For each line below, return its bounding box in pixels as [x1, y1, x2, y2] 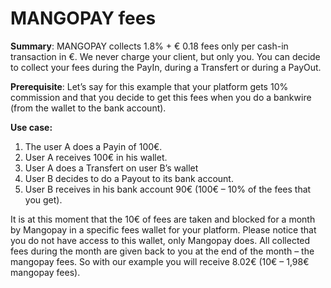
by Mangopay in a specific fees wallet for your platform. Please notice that [10, 223, 317, 236]
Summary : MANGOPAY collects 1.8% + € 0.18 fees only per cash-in [10, 40, 289, 52]
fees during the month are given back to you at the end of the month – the [10, 245, 315, 257]
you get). [24, 193, 63, 206]
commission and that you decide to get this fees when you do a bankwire [10, 91, 312, 103]
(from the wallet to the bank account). [10, 102, 167, 114]
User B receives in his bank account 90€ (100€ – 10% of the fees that [24, 183, 312, 195]
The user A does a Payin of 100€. [24, 140, 163, 152]
